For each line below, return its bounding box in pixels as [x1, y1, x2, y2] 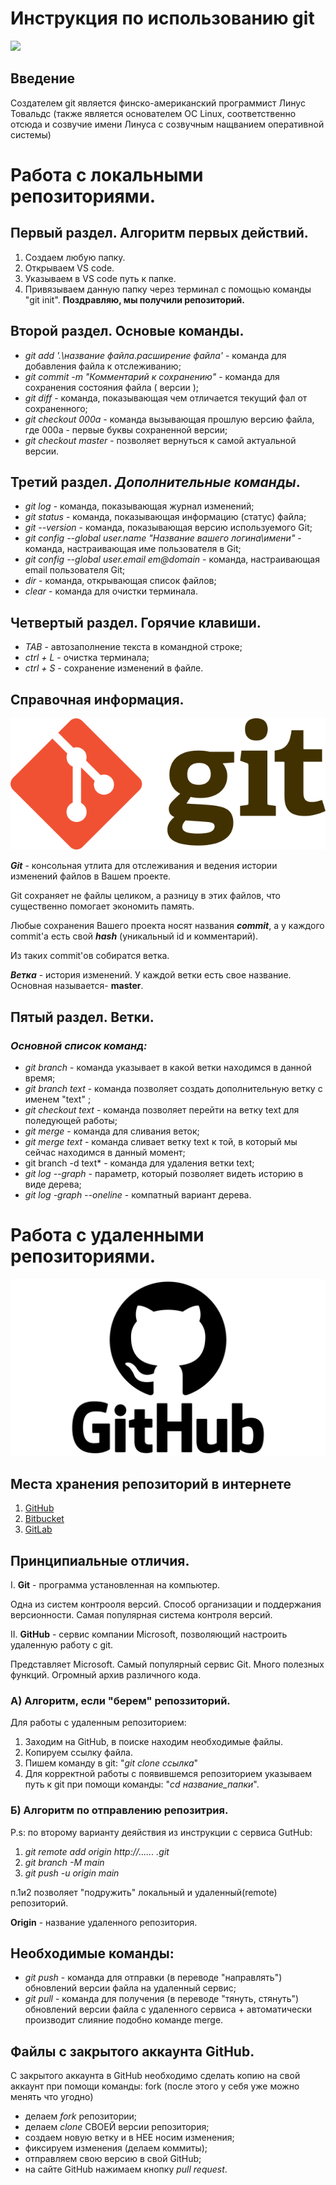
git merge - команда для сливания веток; [24, 1125, 200, 1137]
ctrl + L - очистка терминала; [24, 652, 150, 664]
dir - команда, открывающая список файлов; [24, 575, 217, 587]
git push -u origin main [24, 1867, 120, 1879]
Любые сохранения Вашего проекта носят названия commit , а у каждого [10, 920, 325, 932]
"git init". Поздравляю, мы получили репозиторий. [24, 293, 245, 306]
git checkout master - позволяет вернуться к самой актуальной [24, 434, 297, 446]
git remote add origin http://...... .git [24, 1845, 170, 1857]
